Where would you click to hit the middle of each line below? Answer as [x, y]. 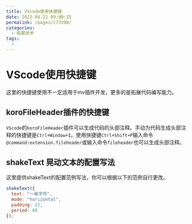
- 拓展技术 [23, 33]
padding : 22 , [27, 205]
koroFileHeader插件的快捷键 [58, 113]
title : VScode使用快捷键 [34, 11]
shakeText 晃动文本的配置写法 [61, 162]
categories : [20, 28]
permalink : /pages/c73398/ [39, 22]
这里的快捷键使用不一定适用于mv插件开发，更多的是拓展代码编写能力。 [91, 92]
